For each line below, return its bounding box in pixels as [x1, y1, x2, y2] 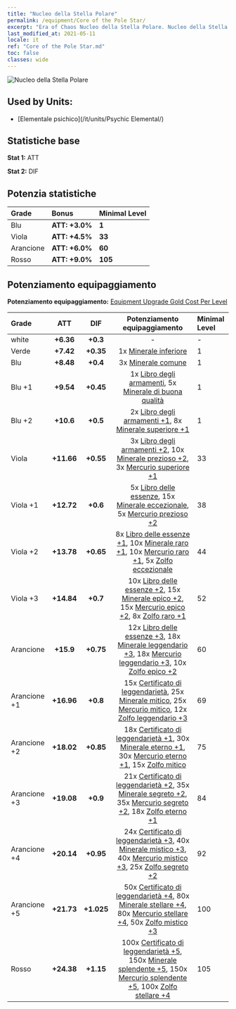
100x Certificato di [122, 938, 184, 947]
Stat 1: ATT [7, 153, 40, 162]
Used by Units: [7, 96, 73, 108]
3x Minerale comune [119, 358, 188, 367]
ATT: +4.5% [51, 232, 93, 242]
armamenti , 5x [129, 378, 177, 387]
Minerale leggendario [117, 640, 188, 650]
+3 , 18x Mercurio [124, 649, 182, 658]
